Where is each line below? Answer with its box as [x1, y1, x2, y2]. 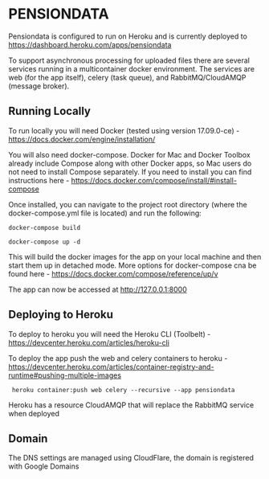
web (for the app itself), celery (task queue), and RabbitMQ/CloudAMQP [8, 72, 247, 82]
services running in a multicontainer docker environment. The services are [8, 63, 255, 73]
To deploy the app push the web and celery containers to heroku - [8, 353, 228, 362]
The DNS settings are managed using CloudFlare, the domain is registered [8, 453, 255, 463]
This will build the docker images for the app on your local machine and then [8, 252, 262, 261]
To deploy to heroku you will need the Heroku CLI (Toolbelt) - [8, 329, 211, 338]
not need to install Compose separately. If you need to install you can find [8, 166, 252, 177]
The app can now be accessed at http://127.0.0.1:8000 [8, 285, 187, 294]
